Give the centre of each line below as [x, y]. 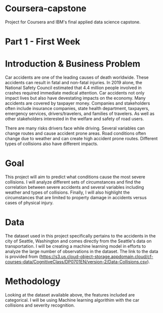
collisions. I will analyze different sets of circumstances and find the [73, 182]
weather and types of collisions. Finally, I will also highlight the [67, 192]
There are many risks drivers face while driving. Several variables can [75, 128]
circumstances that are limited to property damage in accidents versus [76, 197]
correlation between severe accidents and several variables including [75, 187]
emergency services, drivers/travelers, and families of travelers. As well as [80, 114]
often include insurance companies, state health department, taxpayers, [77, 109]
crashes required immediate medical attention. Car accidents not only [75, 93]
